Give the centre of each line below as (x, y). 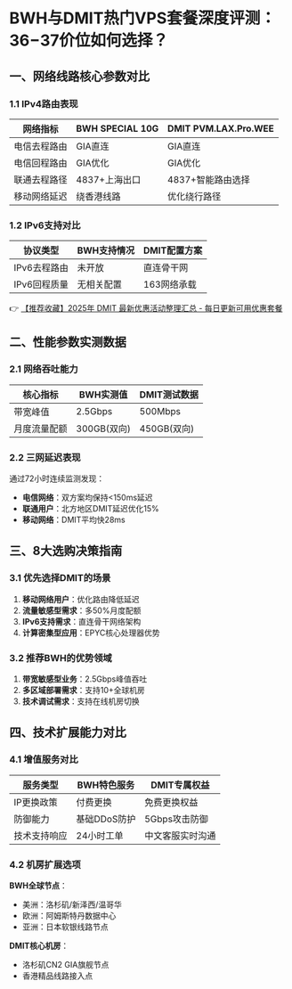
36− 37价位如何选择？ (89, 41)
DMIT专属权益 (180, 785)
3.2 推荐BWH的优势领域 (61, 658)
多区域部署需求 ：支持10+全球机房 (83, 691)
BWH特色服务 (106, 785)
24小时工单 (100, 836)
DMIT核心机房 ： (39, 946)
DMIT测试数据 (169, 395)
